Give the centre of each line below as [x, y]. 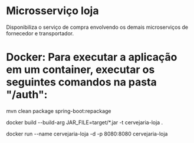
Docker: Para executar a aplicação [92, 57]
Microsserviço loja [52, 11]
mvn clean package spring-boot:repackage [59, 111]
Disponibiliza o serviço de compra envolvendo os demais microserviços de [97, 27]
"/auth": [27, 95]
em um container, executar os [80, 70]
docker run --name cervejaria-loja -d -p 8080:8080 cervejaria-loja [87, 134]
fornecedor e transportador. [40, 33]
